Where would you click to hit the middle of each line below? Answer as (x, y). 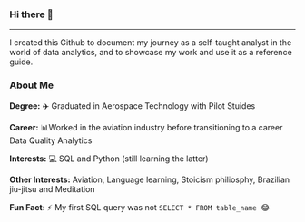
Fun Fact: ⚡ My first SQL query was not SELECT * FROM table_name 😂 (140, 207)
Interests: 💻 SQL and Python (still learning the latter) (109, 159)
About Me (32, 85)
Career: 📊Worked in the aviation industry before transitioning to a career (146, 127)
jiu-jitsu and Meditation (52, 188)
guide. (21, 62)
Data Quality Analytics (51, 140)
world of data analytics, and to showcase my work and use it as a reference (151, 53)
